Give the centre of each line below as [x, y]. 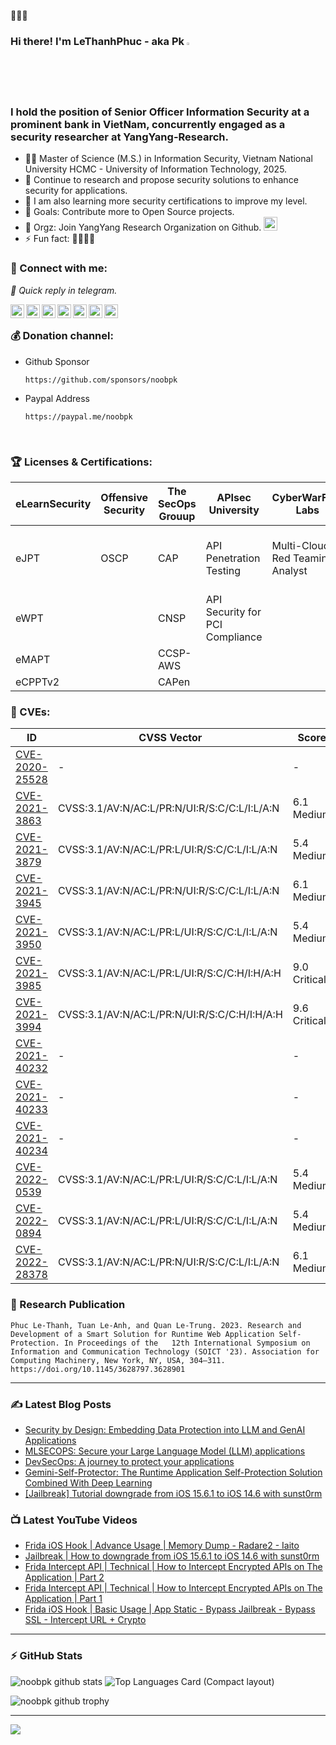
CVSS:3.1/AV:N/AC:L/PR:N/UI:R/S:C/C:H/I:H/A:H [170, 1015]
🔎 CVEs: [30, 712]
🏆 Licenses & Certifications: [81, 462]
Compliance [234, 637]
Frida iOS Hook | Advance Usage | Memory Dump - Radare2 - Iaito [162, 1546]
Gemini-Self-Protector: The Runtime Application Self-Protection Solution [173, 1472]
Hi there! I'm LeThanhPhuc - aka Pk [97, 41]
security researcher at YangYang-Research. [119, 137]
